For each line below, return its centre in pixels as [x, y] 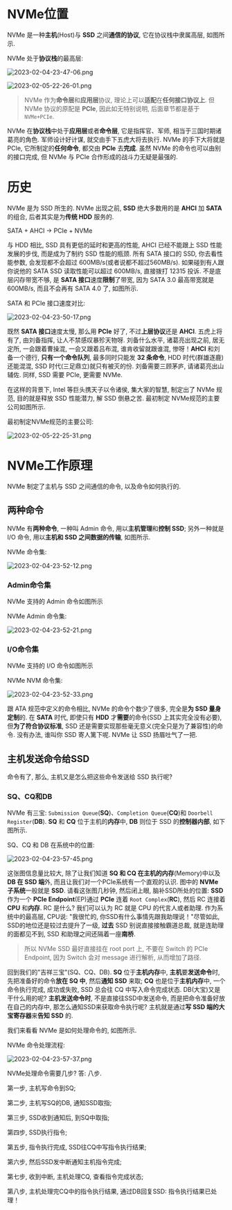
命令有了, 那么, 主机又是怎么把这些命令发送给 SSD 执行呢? [90, 777]
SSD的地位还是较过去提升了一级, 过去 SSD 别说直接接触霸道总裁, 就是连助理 [115, 925]
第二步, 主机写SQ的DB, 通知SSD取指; [60, 1103]
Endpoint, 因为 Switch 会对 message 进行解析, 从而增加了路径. [113, 958]
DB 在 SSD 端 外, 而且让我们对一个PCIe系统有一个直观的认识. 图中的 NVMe [113, 882]
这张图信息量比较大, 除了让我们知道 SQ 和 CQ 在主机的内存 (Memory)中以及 [114, 873]
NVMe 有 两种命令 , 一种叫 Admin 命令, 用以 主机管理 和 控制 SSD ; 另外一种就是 [116, 528]
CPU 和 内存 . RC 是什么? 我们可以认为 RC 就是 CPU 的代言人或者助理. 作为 [112, 908]
